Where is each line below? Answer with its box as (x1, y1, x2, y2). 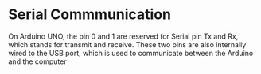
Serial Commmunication (8, 6, 172, 24)
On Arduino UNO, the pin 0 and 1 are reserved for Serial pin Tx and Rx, (8, 31, 239, 41)
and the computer (8, 57, 67, 66)
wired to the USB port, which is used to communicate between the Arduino (8, 48, 254, 57)
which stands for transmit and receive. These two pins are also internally (8, 39, 247, 49)
